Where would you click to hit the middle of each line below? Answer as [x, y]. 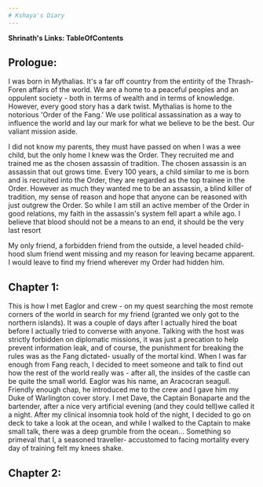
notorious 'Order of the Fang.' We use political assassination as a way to [125, 115]
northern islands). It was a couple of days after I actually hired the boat [123, 323]
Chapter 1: [34, 287]
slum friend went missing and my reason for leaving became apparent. [141, 254]
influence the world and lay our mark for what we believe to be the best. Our [131, 124]
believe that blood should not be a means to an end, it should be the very [126, 222]
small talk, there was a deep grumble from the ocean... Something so [120, 432]
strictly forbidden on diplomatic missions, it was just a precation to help [123, 340]
